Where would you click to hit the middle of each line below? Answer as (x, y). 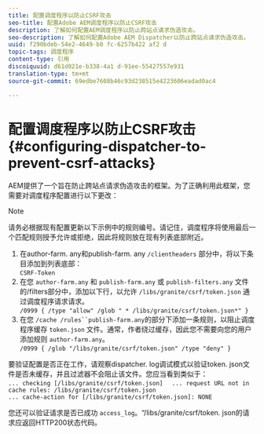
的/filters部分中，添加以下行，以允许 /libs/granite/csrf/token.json (130, 292)
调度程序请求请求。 (57, 301)
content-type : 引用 (39, 60)
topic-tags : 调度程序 (41, 52)
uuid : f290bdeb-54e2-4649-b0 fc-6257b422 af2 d (88, 45)
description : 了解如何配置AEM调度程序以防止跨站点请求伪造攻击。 (104, 30)
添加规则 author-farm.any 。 (64, 339)
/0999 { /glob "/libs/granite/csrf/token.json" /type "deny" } (125, 349)
